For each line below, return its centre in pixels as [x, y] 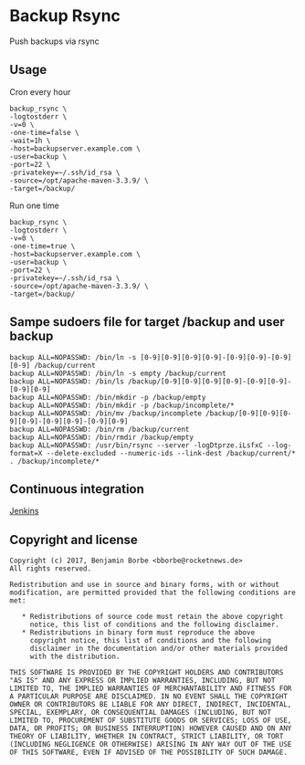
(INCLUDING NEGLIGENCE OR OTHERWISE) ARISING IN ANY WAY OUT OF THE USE [151, 745]
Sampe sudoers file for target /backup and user [147, 322]
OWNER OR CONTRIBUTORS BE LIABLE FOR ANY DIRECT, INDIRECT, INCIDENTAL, [151, 705]
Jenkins [24, 511]
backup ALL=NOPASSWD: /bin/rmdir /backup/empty [102, 437]
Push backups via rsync [55, 41]
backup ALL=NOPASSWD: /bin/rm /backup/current [100, 429]
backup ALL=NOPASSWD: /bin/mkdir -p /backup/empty [108, 397]
